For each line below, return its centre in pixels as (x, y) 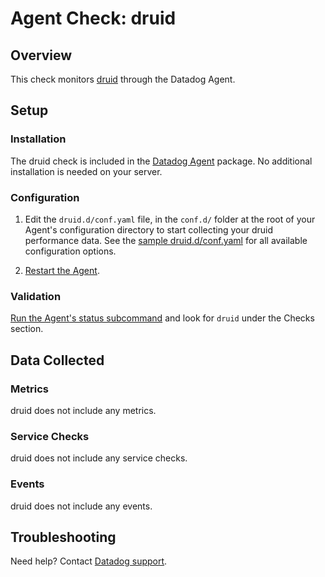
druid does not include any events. (81, 506)
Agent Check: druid (93, 18)
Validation (36, 296)
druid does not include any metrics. (83, 410)
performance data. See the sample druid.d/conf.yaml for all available (166, 240)
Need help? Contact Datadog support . (89, 561)
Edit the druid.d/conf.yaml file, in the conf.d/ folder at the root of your (170, 219)
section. (27, 329)
